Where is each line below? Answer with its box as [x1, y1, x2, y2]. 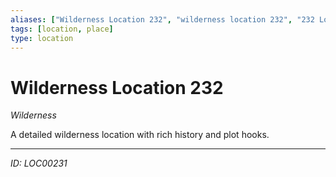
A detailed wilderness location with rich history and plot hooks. [10, 129, 270, 141]
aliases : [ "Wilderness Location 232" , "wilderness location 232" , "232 [10, 14, 315, 25]
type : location [10, 33, 74, 43]
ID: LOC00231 [10, 157, 68, 170]
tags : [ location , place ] [10, 24, 114, 34]
